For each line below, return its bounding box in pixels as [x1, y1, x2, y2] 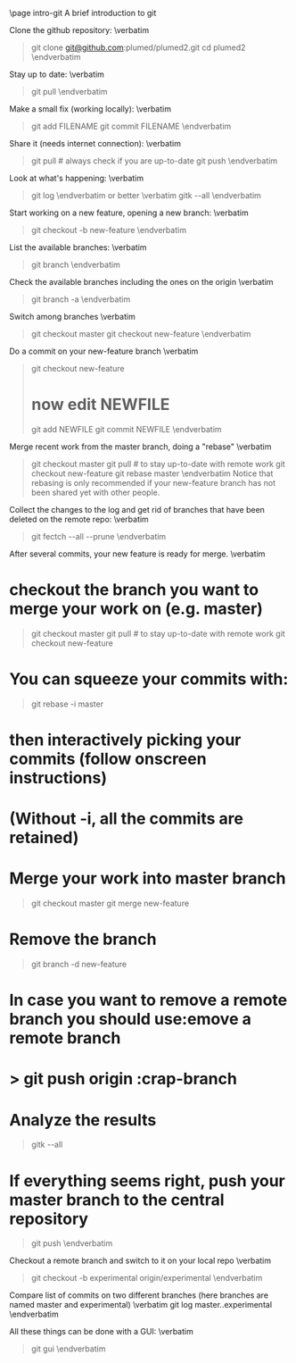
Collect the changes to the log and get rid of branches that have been [9, 504, 266, 514]
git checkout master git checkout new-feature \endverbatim [30, 329, 251, 339]
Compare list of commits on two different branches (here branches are [9, 1290, 269, 1300]
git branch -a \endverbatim [30, 294, 131, 305]
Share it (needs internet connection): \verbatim [9, 138, 181, 148]
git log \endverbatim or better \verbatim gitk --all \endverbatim [30, 190, 261, 200]
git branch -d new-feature [30, 959, 127, 970]
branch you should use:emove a [9, 1009, 251, 1030]
